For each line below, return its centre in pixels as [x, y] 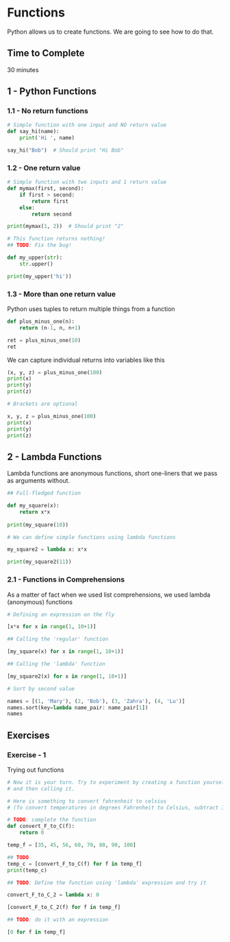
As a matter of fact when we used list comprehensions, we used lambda [109, 595]
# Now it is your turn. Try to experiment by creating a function [104, 782]
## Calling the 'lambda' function [56, 664]
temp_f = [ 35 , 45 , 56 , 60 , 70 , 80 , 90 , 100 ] [72, 845]
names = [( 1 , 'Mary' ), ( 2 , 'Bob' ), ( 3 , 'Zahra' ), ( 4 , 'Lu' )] [96, 701]
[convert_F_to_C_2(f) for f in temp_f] [64, 908]
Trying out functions [36, 770]
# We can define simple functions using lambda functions [91, 537]
